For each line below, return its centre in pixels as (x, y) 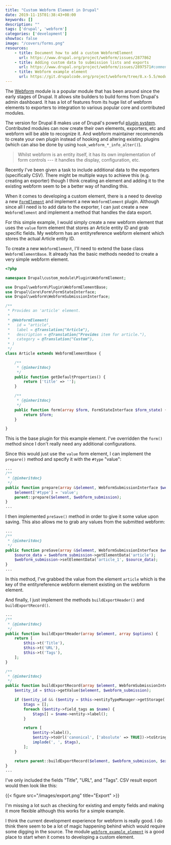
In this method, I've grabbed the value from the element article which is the (85, 579)
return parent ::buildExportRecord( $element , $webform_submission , (86, 761)
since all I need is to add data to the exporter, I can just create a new (77, 207)
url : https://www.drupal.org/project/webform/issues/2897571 (85, 67)
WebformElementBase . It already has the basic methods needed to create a (82, 254)
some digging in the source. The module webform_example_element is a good (85, 832)
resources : (17, 48)
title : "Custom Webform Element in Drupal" (52, 10)
